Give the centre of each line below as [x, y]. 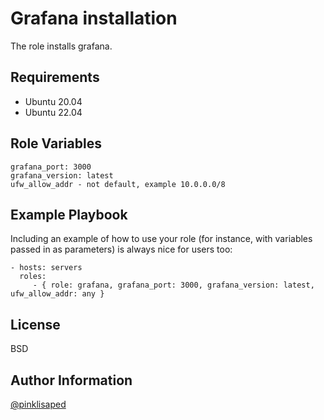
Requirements [55, 77]
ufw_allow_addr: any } [57, 294]
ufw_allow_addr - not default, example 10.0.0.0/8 [118, 184]
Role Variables [56, 143]
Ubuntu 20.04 [53, 101]
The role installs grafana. [61, 46]
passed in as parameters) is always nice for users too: [121, 249]
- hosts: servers [46, 268]
